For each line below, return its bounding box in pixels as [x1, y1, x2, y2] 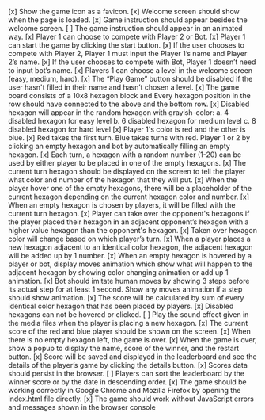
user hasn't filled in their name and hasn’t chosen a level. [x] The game [8, 82, 240, 92]
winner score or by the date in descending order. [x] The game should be [8, 377, 247, 387]
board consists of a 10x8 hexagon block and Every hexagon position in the [8, 91, 251, 100]
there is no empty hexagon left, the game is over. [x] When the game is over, [8, 335, 257, 344]
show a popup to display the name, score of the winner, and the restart [8, 344, 240, 353]
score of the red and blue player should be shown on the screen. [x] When [8, 326, 251, 336]
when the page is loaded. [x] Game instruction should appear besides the [8, 15, 248, 25]
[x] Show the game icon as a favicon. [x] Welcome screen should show [8, 7, 240, 16]
